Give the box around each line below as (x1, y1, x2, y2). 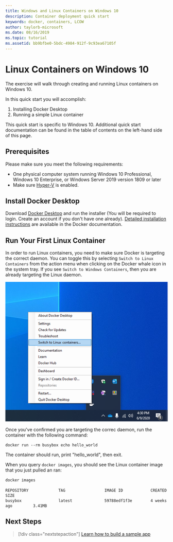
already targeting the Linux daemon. (5, 272, 82, 278)
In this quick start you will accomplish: (5, 96, 86, 102)
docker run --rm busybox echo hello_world (5, 443, 98, 448)
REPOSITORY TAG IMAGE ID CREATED (5, 488, 167, 493)
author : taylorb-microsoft (5, 25, 63, 30)
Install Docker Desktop (5, 197, 80, 206)
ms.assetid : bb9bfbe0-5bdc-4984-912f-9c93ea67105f (5, 41, 116, 46)
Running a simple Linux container (12, 111, 84, 118)
